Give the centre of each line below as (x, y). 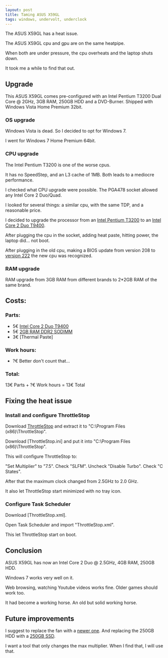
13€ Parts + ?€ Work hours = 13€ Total (45, 385)
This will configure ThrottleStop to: (41, 456)
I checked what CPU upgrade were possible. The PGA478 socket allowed (81, 190)
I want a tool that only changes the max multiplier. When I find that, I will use (84, 645)
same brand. (18, 285)
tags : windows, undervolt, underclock (46, 19)
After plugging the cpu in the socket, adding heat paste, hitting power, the (82, 235)
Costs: (16, 301)
